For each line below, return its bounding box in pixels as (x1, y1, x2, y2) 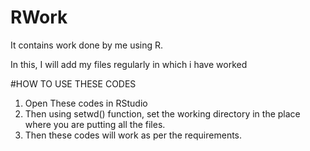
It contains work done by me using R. (10, 39, 164, 51)
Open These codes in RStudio (24, 97, 148, 109)
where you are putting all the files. (24, 118, 166, 130)
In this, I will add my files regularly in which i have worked (10, 58, 248, 70)
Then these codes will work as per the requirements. (24, 129, 243, 141)
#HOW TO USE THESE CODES (10, 77, 137, 90)
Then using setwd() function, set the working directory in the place (24, 107, 301, 120)
